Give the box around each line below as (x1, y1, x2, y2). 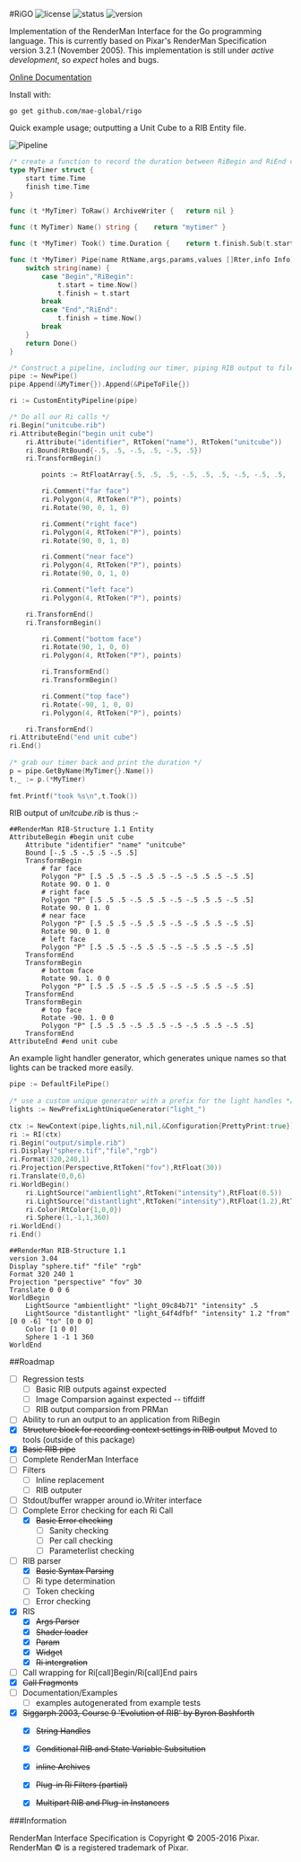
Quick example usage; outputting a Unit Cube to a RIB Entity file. (9, 122, 247, 133)
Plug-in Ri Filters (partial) (35, 1779, 128, 1790)
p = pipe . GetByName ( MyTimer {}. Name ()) (9, 766, 154, 776)
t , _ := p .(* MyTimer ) (9, 775, 87, 784)
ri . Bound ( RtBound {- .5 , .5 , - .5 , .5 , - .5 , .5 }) (25, 445, 202, 455)
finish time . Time (25, 182, 90, 191)
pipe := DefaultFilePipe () (9, 1080, 110, 1089)
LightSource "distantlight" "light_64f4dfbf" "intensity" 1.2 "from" (25, 1309, 291, 1318)
